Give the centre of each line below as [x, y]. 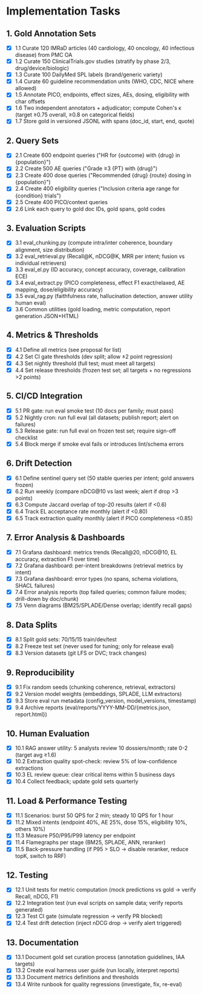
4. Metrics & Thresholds [52, 335]
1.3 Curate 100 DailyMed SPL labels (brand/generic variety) [89, 75]
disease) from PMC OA [44, 55]
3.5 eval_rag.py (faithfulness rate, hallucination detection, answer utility [104, 296]
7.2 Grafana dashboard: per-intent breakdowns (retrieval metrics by [99, 565]
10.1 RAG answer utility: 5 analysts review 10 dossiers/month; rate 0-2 [101, 748]
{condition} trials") [38, 196]
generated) [29, 910]
